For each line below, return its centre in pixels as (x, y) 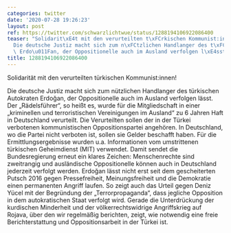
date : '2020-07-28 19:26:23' (49, 20)
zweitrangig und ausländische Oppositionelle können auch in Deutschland (112, 163)
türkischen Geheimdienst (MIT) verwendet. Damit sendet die (93, 149)
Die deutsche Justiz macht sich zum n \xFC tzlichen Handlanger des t (113, 45)
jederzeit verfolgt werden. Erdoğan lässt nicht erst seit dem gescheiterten (111, 171)
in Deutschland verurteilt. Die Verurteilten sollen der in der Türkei (99, 120)
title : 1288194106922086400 (47, 58)
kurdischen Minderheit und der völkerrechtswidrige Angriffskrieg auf (104, 207)
